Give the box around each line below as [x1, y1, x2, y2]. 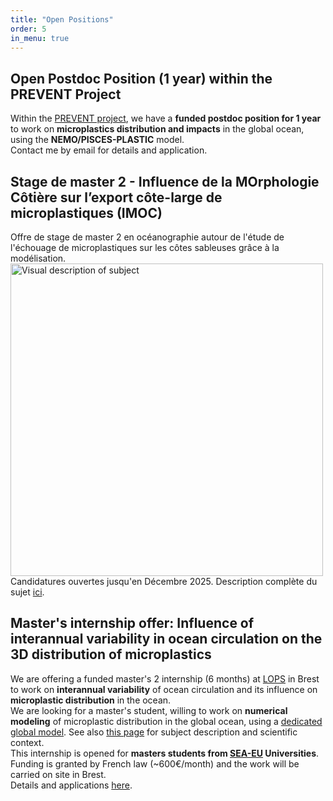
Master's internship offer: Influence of [10, 615, 255, 632]
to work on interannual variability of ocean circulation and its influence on [10, 683, 318, 695]
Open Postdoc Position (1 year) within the [10, 70, 273, 87]
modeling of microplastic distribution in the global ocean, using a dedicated [10, 715, 323, 727]
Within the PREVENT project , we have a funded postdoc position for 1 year [10, 112, 322, 125]
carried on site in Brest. [10, 768, 107, 780]
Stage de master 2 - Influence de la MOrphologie [10, 173, 320, 190]
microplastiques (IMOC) [10, 204, 163, 221]
